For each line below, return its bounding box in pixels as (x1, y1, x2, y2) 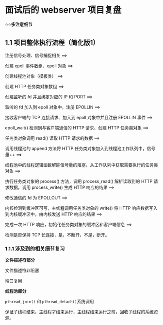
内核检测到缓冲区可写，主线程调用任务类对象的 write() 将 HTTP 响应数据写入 (5, 205, 158, 211)
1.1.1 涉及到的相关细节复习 (5, 245, 65, 252)
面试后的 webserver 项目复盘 (5, 4, 122, 16)
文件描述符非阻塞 (5, 268, 39, 273)
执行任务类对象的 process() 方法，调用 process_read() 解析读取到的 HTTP (5, 178, 153, 184)
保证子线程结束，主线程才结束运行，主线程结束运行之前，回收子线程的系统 (5, 309, 154, 315)
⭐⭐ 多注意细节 (5, 21, 33, 27)
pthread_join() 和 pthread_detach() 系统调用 (5, 299, 94, 305)
